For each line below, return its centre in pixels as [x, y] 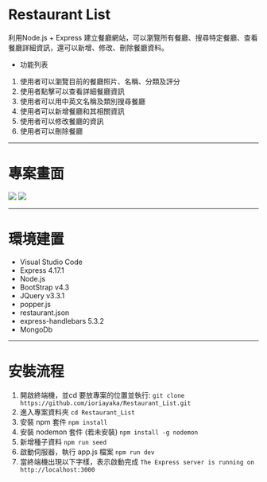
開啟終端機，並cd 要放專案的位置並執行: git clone [102, 395]
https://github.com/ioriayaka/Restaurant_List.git [105, 403]
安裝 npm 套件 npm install [64, 422]
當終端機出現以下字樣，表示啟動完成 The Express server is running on [137, 461]
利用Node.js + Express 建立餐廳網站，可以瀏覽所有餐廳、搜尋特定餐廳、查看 [133, 37]
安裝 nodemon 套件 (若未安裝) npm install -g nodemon [109, 432]
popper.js [35, 304]
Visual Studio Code [51, 262]
